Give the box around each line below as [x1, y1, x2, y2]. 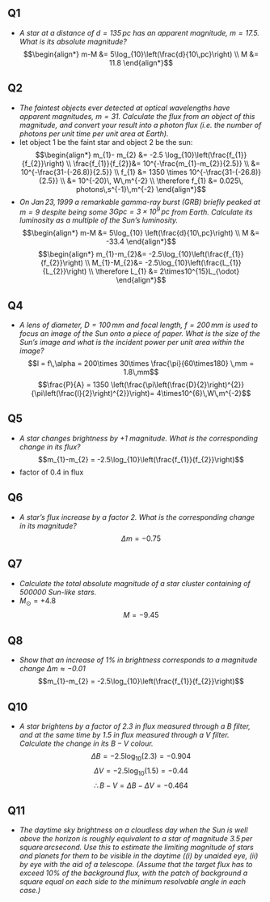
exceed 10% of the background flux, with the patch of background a [19, 868, 248, 878]
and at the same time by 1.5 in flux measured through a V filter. [19, 730, 230, 739]
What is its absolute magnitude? [19, 36, 127, 46]
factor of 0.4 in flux [19, 467, 84, 477]
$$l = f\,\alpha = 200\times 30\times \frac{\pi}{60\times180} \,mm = [27, 359, 255, 368]
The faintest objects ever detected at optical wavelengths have [19, 103, 230, 113]
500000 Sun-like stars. [19, 587, 97, 597]
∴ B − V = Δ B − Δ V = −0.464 [93, 781, 189, 790]
